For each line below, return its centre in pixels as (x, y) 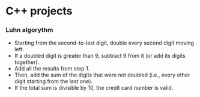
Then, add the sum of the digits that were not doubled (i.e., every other (102, 75)
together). (27, 62)
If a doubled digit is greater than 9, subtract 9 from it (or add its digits (100, 56)
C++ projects (39, 11)
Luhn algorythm (29, 30)
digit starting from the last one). (53, 81)
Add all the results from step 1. (52, 69)
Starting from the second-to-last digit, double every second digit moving (104, 43)
